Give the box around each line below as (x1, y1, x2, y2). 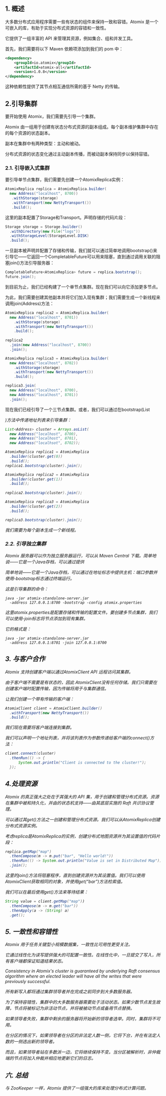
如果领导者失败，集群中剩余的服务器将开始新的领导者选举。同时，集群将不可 (5, 1016, 161, 1022)
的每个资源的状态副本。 (5, 130, 53, 136)
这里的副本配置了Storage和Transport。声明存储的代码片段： (5, 214, 127, 220)
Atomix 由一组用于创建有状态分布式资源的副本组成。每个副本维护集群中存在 (5, 124, 159, 130)
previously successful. (5, 979, 51, 985)
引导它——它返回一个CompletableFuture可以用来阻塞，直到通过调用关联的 (5, 254, 156, 260)
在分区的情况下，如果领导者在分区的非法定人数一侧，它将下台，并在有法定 (5, 1032, 156, 1038)
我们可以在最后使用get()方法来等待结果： (5, 889, 89, 895)
